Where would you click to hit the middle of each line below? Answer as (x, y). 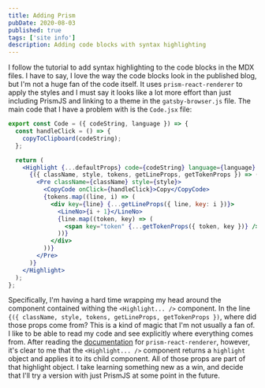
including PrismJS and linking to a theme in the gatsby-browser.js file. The (129, 101)
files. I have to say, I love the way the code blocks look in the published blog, (132, 76)
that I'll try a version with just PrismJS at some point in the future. (114, 375)
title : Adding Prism (42, 15)
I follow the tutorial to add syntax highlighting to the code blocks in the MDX (131, 67)
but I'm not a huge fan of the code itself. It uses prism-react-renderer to (125, 85)
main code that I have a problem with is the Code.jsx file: (100, 109)
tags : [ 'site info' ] (42, 38)
